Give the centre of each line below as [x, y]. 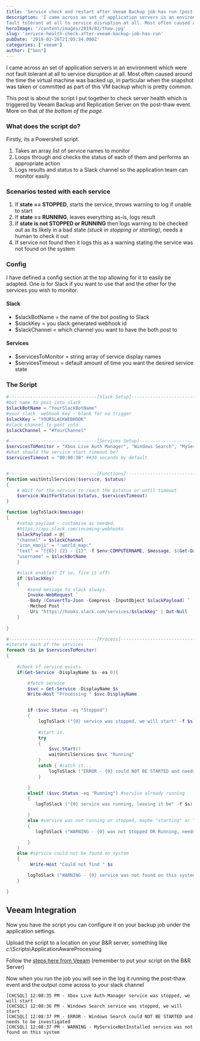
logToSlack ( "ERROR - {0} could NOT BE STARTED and [114, 771]
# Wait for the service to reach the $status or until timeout [97, 490]
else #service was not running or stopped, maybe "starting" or [109, 821]
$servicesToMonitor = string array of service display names [88, 357]
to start [24, 211]
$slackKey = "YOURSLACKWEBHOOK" [46, 419]
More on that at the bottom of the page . [55, 110]
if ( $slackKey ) [36, 578]
